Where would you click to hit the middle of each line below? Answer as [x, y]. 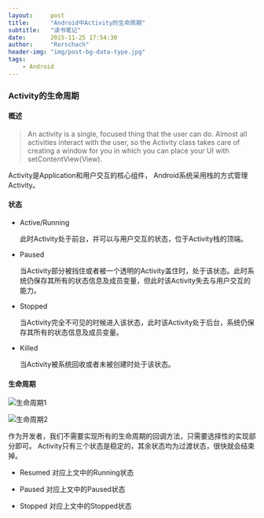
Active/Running [44, 223]
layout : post [37, 15]
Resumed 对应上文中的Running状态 [77, 472]
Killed [29, 348]
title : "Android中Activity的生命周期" [77, 23]
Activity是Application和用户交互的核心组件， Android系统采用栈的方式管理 [128, 175]
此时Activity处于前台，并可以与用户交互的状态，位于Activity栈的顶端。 [134, 239]
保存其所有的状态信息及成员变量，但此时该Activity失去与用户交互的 [142, 281]
